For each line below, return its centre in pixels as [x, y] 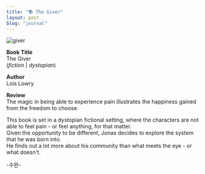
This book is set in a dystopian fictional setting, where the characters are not [103, 120]
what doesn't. [23, 152]
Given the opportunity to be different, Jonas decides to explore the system [100, 133]
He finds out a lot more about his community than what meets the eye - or [99, 146]
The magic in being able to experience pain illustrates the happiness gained [101, 102]
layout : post [23, 18]
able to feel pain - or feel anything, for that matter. [69, 127]
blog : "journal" [27, 23]
